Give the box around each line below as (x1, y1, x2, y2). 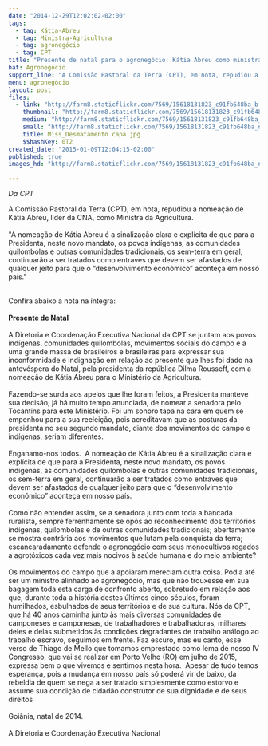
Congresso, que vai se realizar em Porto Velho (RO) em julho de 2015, (8, 652, 238, 662)
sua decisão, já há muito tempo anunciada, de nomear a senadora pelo (8, 398, 242, 408)
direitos (8, 695, 33, 705)
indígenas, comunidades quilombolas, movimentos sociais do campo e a (8, 338, 247, 348)
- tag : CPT (15, 49, 52, 57)
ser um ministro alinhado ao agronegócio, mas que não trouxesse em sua (8, 576, 250, 586)
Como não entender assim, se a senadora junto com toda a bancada (8, 508, 233, 518)
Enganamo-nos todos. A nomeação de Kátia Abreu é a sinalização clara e (8, 448, 252, 459)
